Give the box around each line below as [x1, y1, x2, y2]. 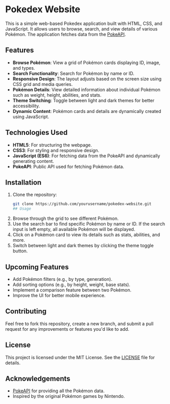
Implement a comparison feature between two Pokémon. [12, 286, 132, 293]
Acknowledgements [5, 374, 71, 383]
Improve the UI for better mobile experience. [12, 292, 106, 298]
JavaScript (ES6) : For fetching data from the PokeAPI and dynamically [12, 153, 160, 159]
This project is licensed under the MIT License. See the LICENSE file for [5, 354, 155, 360]
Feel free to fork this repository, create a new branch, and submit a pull [5, 321, 154, 327]
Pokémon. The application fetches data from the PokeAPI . [5, 31, 126, 37]
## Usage [12, 206, 31, 212]
